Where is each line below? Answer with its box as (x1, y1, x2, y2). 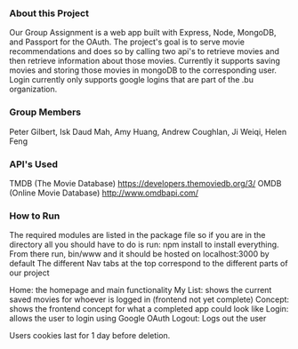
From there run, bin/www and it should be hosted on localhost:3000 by (9, 249, 270, 259)
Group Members (9, 106, 82, 118)
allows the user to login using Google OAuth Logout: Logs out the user (9, 313, 267, 324)
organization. (9, 83, 58, 95)
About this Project (9, 7, 89, 20)
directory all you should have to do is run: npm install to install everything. (9, 239, 279, 250)
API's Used (9, 158, 59, 171)
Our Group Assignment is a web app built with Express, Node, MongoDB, (9, 28, 277, 38)
